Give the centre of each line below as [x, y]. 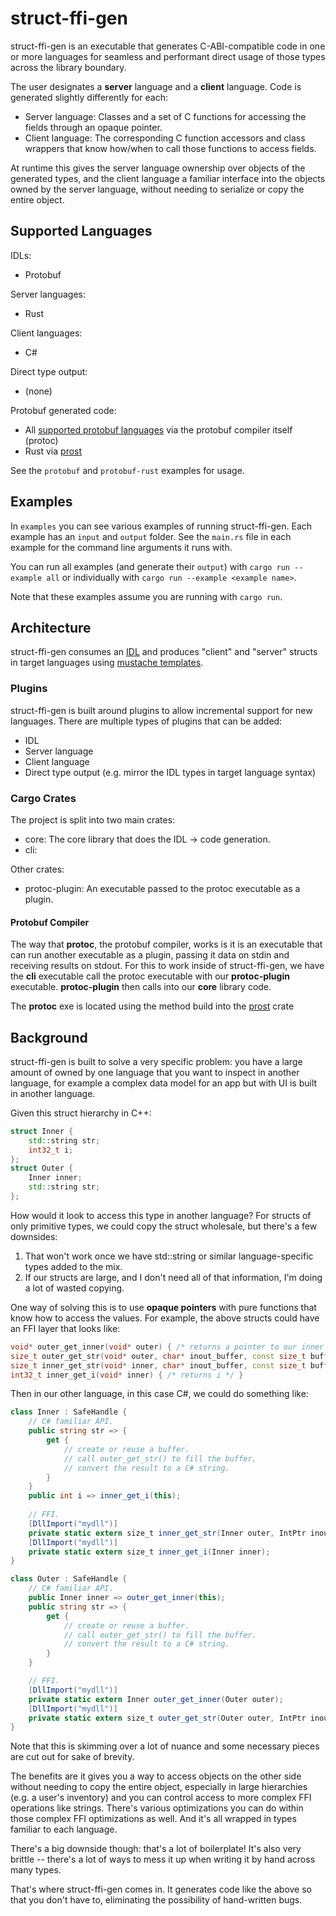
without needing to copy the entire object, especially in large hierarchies [159, 1787]
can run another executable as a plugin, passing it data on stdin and [150, 955]
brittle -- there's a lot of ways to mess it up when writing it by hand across [163, 1859]
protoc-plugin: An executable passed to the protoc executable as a [162, 888]
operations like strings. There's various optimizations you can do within [157, 1808]
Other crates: [37, 869]
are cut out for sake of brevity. [72, 1757]
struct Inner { [42, 1131]
